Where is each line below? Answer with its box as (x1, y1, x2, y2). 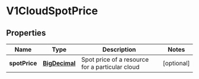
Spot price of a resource (81, 55, 149, 64)
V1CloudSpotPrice (6, 4, 98, 18)
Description (102, 46, 136, 53)
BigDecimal (43, 59, 76, 67)
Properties (6, 28, 46, 38)
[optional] (162, 59, 190, 67)
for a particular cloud (81, 63, 140, 71)
